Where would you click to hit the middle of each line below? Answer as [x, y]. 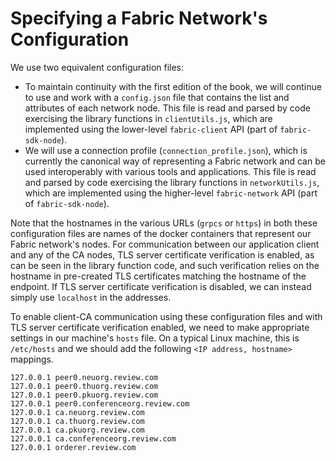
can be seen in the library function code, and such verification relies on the [165, 265]
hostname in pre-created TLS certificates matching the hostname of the [158, 276]
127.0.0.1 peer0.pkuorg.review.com [84, 395]
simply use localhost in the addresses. [91, 297]
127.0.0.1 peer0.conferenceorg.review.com [100, 403]
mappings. [32, 359]
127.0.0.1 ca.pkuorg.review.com [77, 430]
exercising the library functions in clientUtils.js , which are [148, 118]
